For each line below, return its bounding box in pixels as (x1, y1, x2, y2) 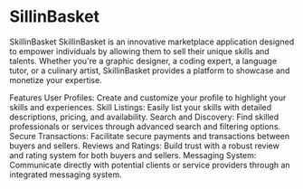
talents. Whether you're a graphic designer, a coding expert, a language (9, 55, 278, 66)
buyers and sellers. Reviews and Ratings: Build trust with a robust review (9, 140, 280, 151)
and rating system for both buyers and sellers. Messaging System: (9, 149, 257, 160)
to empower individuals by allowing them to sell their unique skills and (9, 45, 270, 56)
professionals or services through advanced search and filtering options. (9, 120, 281, 132)
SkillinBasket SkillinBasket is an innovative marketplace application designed (9, 36, 295, 47)
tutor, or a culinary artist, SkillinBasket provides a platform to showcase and (9, 65, 290, 76)
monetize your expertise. (9, 74, 102, 85)
